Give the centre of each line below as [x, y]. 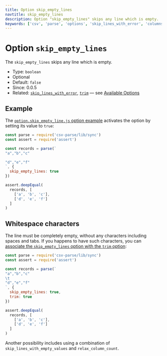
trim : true [21, 297]
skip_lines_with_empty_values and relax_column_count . [62, 349]
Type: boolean [27, 72]
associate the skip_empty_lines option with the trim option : [66, 246]
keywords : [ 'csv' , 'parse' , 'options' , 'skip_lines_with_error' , [74, 24]
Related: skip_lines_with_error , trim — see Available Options [76, 93]
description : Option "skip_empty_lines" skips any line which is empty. [82, 19]
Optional [21, 77]
